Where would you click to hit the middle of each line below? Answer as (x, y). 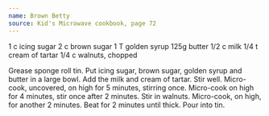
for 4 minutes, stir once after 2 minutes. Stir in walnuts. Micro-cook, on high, (135, 96)
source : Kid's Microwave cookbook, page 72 (83, 23)
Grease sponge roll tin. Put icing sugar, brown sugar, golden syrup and (125, 70)
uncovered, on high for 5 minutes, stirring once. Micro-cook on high (141, 87)
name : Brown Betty (39, 16)
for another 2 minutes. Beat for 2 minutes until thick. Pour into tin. (117, 105)
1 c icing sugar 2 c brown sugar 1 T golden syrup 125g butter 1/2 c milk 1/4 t (133, 46)
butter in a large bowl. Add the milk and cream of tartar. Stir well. (116, 79)
